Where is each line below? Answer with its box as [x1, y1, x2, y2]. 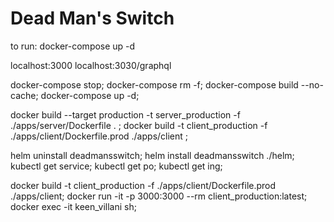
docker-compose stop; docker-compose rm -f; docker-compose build [10, 78, 299, 91]
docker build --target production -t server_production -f [10, 108, 241, 121]
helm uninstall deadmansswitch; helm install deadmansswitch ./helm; [10, 149, 295, 161]
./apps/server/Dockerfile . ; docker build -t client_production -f [10, 119, 268, 131]
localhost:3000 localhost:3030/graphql [10, 59, 172, 71]
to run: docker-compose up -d [10, 40, 136, 52]
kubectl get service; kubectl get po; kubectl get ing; [10, 160, 223, 172]
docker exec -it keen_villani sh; [10, 200, 137, 212]
